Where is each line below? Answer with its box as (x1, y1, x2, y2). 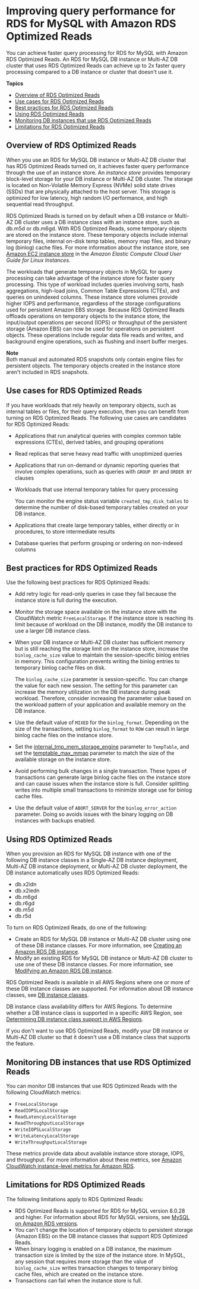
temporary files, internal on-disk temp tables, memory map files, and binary (6, 237, 191, 245)
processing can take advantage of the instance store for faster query (6, 274, 175, 282)
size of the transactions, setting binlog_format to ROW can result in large (14, 725, 189, 732)
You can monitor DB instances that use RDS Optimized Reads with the (6, 1083, 177, 1089)
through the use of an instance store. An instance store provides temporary (6, 169, 191, 176)
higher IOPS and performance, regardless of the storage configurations (6, 299, 181, 307)
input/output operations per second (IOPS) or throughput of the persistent (6, 319, 187, 326)
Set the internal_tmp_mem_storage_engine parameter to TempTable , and (14, 743, 189, 750)
